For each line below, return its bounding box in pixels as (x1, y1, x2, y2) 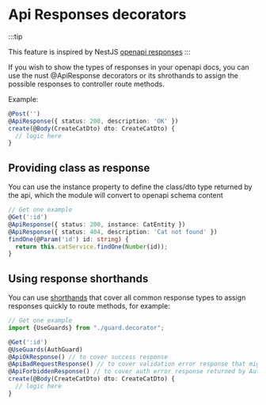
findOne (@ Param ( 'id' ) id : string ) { (8, 235, 129, 243)
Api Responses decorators (8, 6, 187, 24)
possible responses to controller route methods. (8, 79, 165, 89)
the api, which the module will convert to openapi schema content (8, 191, 223, 200)
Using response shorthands (8, 271, 149, 286)
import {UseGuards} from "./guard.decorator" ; (8, 324, 165, 331)
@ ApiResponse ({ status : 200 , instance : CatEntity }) (8, 220, 186, 229)
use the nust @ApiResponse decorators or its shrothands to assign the (8, 70, 239, 80)
